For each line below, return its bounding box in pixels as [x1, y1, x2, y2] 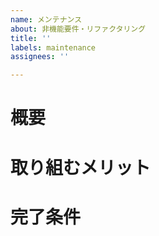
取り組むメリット [10, 156, 152, 179]
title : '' [10, 33, 52, 43]
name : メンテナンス [10, 14, 83, 25]
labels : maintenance [10, 42, 97, 53]
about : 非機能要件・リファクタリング [10, 24, 147, 34]
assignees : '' [10, 52, 70, 62]
